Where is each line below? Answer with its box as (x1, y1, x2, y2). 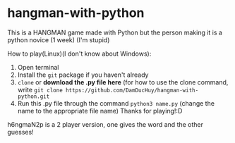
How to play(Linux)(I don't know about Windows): (7, 49, 152, 58)
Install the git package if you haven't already (17, 70, 149, 79)
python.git (17, 93, 50, 100)
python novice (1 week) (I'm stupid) (7, 35, 110, 44)
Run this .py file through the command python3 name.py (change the (17, 99, 215, 107)
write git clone (17, 85, 64, 94)
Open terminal (17, 63, 59, 71)
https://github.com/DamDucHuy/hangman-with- (66, 87, 199, 94)
